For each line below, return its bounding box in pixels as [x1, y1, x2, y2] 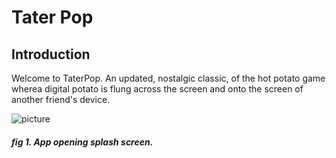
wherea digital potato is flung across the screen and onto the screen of [11, 83, 304, 95]
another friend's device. [11, 94, 111, 105]
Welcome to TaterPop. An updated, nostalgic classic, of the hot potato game [11, 72, 326, 84]
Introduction [11, 46, 91, 63]
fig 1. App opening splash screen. [11, 136, 154, 148]
